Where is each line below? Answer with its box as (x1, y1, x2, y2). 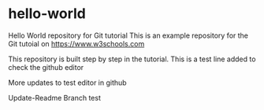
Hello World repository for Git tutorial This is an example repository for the (8, 31, 249, 40)
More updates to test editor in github (8, 78, 128, 87)
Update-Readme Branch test (8, 93, 101, 102)
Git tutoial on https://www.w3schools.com (8, 38, 145, 48)
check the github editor (8, 62, 84, 71)
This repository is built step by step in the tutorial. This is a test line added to (8, 54, 256, 64)
